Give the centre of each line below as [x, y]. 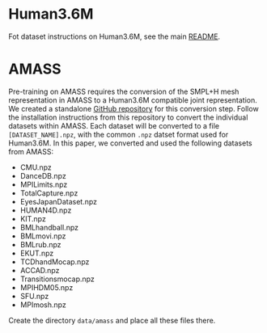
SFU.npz [34, 296]
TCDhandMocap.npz [55, 261]
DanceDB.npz [43, 175]
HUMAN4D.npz [46, 210]
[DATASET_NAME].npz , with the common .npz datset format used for [119, 134]
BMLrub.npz [41, 244]
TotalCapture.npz [49, 193]
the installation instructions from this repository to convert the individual [128, 117]
